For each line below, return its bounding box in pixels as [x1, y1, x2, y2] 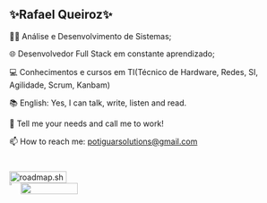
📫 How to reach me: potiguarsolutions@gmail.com [9, 136, 198, 147]
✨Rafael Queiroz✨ [9, 7, 113, 22]
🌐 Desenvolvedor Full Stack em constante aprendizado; [9, 48, 215, 59]
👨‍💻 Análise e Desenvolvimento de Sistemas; [9, 30, 172, 41]
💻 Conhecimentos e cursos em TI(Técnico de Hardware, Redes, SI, [9, 66, 258, 77]
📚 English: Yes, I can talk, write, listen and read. [9, 97, 187, 108]
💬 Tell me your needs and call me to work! [9, 118, 164, 129]
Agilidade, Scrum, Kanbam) [9, 80, 110, 90]
